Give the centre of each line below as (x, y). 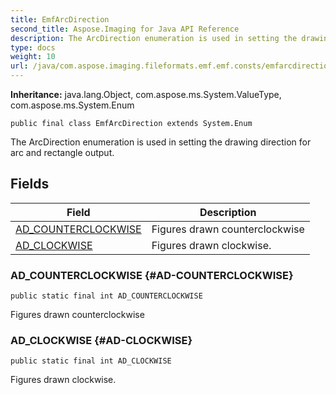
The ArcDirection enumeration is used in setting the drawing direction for (161, 142)
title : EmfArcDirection (60, 19)
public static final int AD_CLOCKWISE (91, 361)
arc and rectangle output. (62, 152)
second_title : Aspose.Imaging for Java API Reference (125, 29)
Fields (30, 184)
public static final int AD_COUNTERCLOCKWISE (106, 296)
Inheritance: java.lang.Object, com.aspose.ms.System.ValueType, (146, 94)
